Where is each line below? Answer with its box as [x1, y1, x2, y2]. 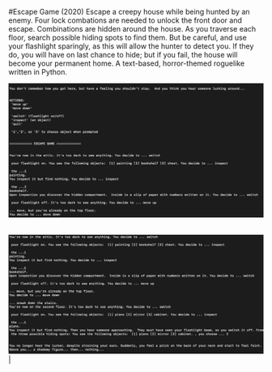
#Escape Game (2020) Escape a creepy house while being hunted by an [8, 7, 250, 16]
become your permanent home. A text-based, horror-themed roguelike [8, 58, 245, 68]
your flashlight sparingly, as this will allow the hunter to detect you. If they [8, 41, 254, 51]
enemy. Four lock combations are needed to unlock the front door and [8, 15, 243, 25]
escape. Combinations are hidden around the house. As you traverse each [8, 24, 257, 33]
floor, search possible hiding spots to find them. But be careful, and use [8, 32, 247, 42]
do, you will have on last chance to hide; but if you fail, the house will [8, 50, 238, 59]
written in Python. [8, 67, 67, 76]
